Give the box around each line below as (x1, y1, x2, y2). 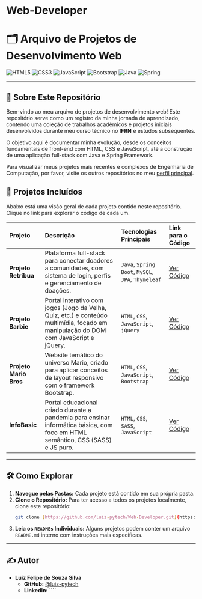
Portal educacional (44, 398, 98, 406)
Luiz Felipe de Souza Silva (14, 574, 82, 582)
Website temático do (44, 351, 103, 359)
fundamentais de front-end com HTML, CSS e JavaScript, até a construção (6, 145, 193, 152)
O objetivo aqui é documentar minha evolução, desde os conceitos (6, 139, 172, 146)
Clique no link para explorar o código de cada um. (6, 209, 130, 216)
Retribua (9, 271, 34, 279)
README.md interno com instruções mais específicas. (14, 531, 143, 538)
